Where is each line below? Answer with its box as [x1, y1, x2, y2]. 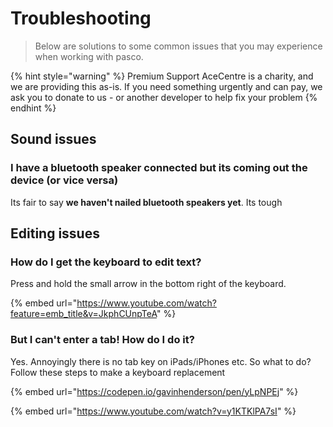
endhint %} [10, 102, 57, 114]
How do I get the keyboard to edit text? [10, 255, 202, 269]
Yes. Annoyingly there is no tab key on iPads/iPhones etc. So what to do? [10, 355, 312, 367]
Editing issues [10, 225, 100, 242]
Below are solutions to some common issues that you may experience [34, 40, 323, 52]
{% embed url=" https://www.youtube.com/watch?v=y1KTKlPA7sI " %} [10, 405, 297, 417]
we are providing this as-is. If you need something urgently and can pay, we [10, 80, 323, 92]
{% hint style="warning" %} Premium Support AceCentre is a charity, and [10, 70, 314, 82]
